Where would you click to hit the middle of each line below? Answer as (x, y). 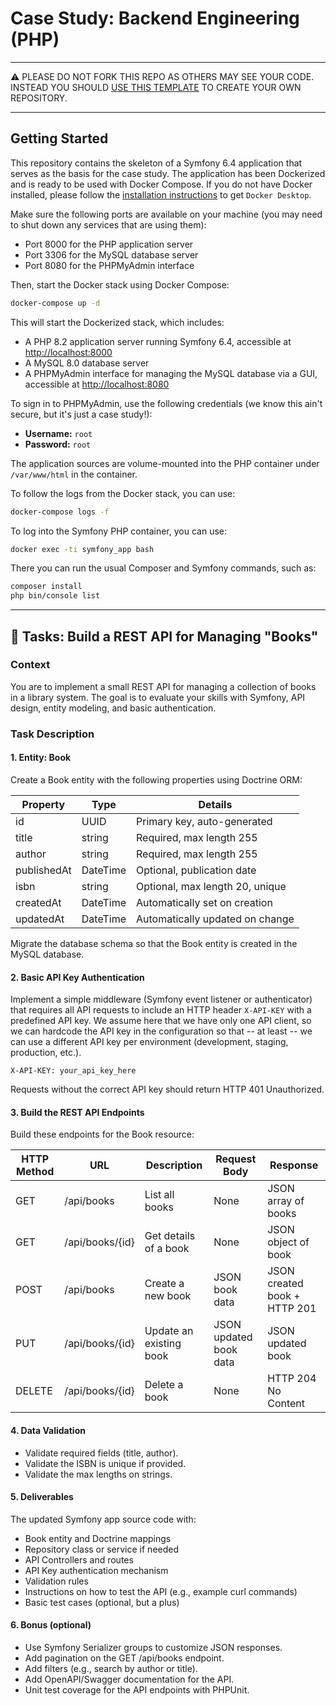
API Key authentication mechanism (96, 1570)
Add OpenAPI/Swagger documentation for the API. (129, 1679)
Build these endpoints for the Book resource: (102, 1134)
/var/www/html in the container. (74, 474)
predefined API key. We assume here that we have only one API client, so (161, 1021)
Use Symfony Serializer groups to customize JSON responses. (153, 1647)
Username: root (58, 433)
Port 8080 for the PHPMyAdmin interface (109, 265)
